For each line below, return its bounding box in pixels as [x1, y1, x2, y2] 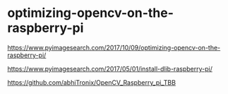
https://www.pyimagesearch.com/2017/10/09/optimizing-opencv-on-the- [7, 43, 221, 52]
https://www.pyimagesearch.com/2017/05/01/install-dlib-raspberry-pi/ [7, 64, 213, 73]
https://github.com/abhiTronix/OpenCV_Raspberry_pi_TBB [7, 78, 176, 86]
